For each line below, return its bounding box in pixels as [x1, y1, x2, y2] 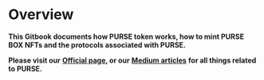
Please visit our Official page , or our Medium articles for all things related [8, 55, 257, 65]
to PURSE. [8, 63, 42, 73]
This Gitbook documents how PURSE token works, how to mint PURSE [8, 32, 245, 41]
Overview [8, 6, 74, 24]
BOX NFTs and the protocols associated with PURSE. [8, 40, 186, 49]
